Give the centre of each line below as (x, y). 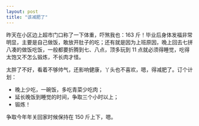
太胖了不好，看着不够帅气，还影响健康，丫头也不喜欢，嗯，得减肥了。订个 (97, 69)
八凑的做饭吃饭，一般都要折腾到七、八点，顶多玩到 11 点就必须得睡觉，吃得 (98, 49)
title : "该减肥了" (27, 17)
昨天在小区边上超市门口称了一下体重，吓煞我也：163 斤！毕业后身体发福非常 (99, 35)
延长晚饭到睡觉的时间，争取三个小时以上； (67, 97)
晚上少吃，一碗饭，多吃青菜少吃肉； (59, 89)
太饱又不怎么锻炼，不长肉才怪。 (45, 57)
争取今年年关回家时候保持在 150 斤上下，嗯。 (61, 117)
